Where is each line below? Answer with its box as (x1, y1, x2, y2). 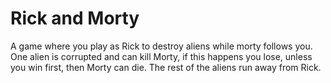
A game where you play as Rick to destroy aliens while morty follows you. (10, 40, 313, 52)
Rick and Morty (10, 7, 140, 30)
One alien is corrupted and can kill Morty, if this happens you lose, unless (10, 50, 313, 62)
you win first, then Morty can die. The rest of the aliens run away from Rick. (10, 61, 322, 73)
